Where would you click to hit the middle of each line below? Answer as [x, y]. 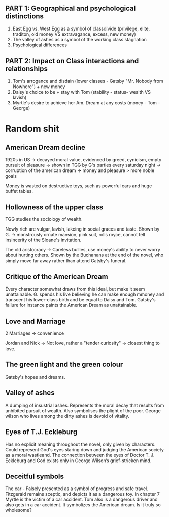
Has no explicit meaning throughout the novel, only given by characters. [80, 444]
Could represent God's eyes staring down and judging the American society [84, 449]
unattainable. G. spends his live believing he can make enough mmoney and [85, 294]
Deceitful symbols [35, 476]
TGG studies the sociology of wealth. [44, 219]
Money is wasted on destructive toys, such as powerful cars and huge [79, 186]
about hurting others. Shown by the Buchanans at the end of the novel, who [84, 255]
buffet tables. [19, 191]
